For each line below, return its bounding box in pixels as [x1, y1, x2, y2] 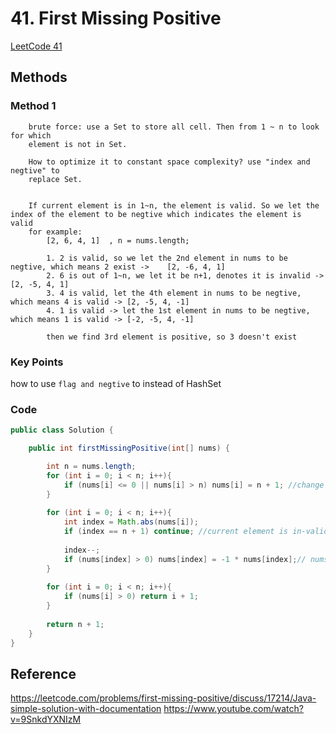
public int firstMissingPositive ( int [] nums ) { [28, 443, 230, 454]
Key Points [10, 355, 64, 369]
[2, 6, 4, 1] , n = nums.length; [46, 235, 190, 246]
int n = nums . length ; [46, 461, 137, 471]
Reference [10, 665, 77, 682]
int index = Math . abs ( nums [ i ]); [63, 517, 199, 527]
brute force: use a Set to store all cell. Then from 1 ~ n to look [28, 122, 320, 132]
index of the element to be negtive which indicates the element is [10, 209, 302, 219]
